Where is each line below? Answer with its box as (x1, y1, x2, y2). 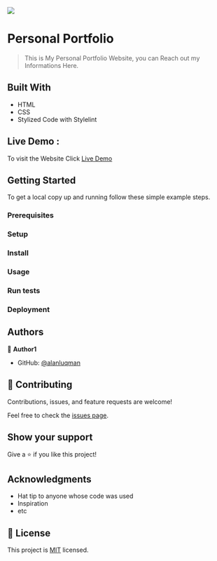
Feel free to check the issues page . (7, 411, 108, 419)
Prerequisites (7, 210, 54, 220)
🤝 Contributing (7, 379, 73, 391)
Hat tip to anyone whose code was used (17, 492, 134, 501)
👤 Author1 (7, 344, 37, 353)
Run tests (7, 285, 41, 295)
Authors (7, 326, 44, 338)
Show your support (7, 431, 93, 443)
